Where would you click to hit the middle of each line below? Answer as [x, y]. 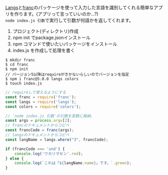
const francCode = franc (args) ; [40, 130]
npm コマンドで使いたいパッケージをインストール [65, 44]
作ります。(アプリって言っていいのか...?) [56, 14]
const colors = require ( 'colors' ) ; [43, 106]
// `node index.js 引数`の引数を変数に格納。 [50, 116]
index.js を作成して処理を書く [44, 50]
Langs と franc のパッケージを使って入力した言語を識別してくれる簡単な [80, 7]
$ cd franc [17, 64]
